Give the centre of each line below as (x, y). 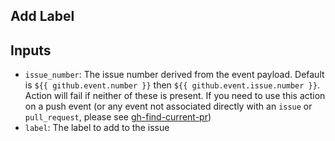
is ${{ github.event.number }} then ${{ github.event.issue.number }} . (172, 85)
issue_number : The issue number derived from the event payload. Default (174, 75)
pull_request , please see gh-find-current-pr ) (118, 117)
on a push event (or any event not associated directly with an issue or (168, 106)
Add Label (42, 16)
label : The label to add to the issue (97, 128)
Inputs (31, 50)
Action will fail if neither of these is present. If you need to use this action (175, 96)
